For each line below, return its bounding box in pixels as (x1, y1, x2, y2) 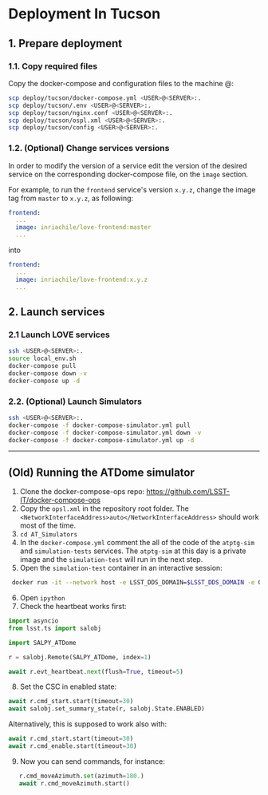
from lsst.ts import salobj (8, 624, 102, 632)
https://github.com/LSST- (146, 487, 231, 496)
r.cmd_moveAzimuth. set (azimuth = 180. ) (18, 772, 145, 780)
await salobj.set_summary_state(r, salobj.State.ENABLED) (8, 705, 205, 713)
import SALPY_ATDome (8, 639, 77, 647)
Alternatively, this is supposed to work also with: (8, 719, 167, 729)
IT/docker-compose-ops (19, 496, 101, 505)
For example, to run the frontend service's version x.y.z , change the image (8, 184, 257, 194)
